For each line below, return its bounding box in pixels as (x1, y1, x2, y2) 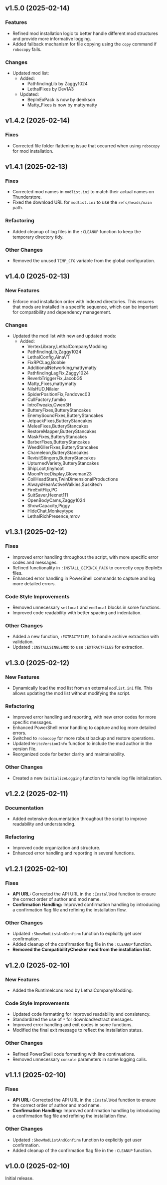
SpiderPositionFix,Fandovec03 (27, 391, 91, 397)
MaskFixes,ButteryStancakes (27, 433, 87, 439)
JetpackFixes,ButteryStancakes (27, 417, 93, 423)
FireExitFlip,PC (27, 486, 58, 492)
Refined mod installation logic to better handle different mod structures (12, 30, 158, 36)
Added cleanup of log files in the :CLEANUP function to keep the (12, 228, 141, 234)
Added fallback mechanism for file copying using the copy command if (12, 41, 157, 47)
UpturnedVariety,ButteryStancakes (27, 460, 99, 466)
